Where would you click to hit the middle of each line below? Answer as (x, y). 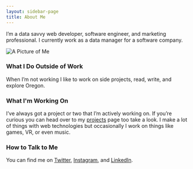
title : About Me (26, 17)
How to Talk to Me (32, 147)
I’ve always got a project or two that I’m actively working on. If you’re (89, 114)
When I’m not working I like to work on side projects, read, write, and (89, 79)
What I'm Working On (37, 100)
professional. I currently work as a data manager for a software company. (94, 40)
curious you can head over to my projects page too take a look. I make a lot (96, 120)
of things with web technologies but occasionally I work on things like (90, 126)
